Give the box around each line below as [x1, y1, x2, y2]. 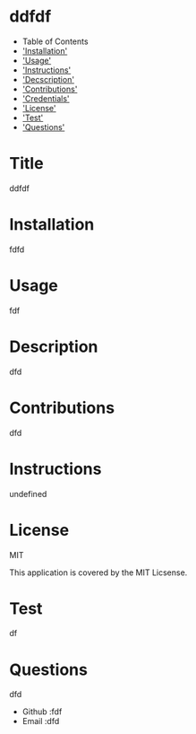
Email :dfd [21, 716, 60, 727]
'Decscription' [21, 74, 74, 84]
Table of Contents [21, 36, 89, 47]
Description [9, 336, 98, 356]
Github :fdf [21, 706, 63, 717]
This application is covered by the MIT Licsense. [9, 567, 188, 578]
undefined [9, 488, 47, 499]
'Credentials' [21, 92, 70, 104]
